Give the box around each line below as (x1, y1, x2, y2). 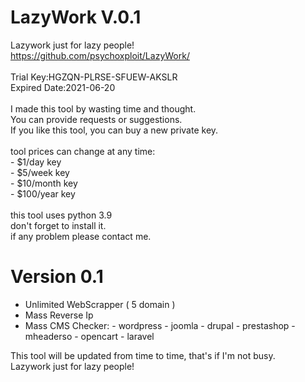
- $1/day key (10, 156, 62, 168)
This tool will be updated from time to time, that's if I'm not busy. (10, 349, 276, 361)
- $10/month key (10, 177, 78, 189)
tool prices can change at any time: (10, 145, 156, 157)
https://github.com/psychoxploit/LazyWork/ (10, 49, 190, 61)
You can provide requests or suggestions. (10, 113, 183, 125)
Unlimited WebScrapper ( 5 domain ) (24, 298, 176, 310)
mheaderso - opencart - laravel (24, 330, 155, 342)
